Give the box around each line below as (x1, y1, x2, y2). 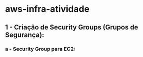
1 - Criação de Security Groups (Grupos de (5, 23, 139, 31)
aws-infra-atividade (5, 3, 90, 15)
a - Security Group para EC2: (5, 45, 76, 52)
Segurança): (5, 30, 45, 39)
